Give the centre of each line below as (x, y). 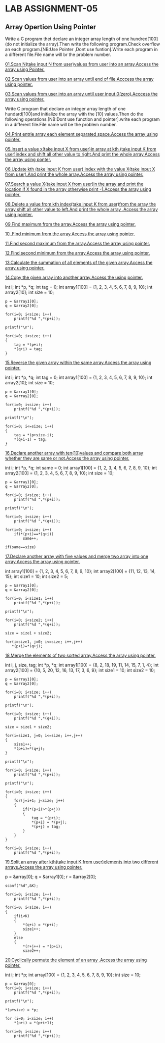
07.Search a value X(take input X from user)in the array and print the (74, 184)
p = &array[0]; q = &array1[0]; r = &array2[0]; (51, 877)
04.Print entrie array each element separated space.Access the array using (82, 134)
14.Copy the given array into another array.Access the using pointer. (74, 277)
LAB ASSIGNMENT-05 (51, 9)
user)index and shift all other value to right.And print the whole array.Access (82, 154)
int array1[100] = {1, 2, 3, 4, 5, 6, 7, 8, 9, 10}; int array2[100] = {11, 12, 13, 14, (81, 571)
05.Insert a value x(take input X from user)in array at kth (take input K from (81, 149)
